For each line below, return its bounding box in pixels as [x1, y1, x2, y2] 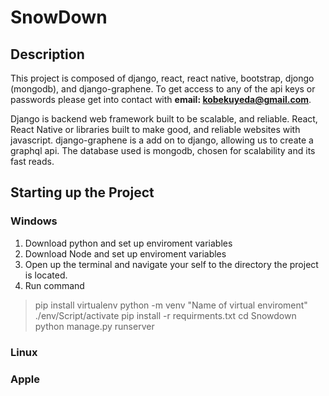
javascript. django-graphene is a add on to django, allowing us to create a [10, 134, 314, 146]
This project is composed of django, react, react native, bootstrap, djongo [10, 72, 315, 84]
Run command [24, 279, 85, 291]
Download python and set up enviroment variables [24, 237, 233, 249]
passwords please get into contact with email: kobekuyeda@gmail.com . [10, 94, 312, 105]
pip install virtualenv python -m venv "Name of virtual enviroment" [34, 299, 308, 311]
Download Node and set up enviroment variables [24, 247, 227, 260]
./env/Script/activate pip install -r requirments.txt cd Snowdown [34, 309, 297, 321]
